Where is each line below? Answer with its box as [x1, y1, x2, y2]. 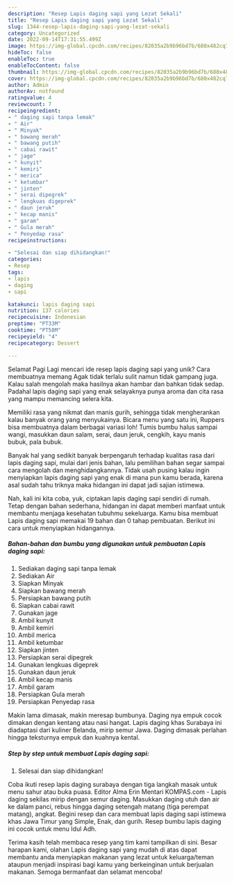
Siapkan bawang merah [17, 586, 86, 595]
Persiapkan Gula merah [17, 690, 85, 698]
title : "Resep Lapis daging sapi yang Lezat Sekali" [8, 17, 164, 24]
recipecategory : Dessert [8, 339, 80, 347]
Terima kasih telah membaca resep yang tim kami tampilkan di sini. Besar [8, 838, 217, 847]
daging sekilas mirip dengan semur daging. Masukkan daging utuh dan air [8, 795, 219, 804]
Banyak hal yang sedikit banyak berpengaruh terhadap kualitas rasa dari [8, 451, 215, 460]
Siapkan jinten [17, 646, 59, 655]
